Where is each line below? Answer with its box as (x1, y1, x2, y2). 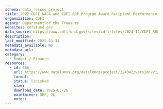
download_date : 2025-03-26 (14, 88, 68, 93)
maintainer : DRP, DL (14, 92, 55, 97)
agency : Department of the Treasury (5, 20, 79, 26)
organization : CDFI (5, 16, 45, 21)
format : (14, 74, 29, 79)
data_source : (5, 29, 32, 34)
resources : (5, 61, 27, 66)
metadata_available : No (5, 43, 53, 48)
